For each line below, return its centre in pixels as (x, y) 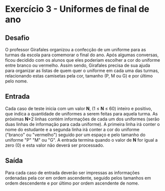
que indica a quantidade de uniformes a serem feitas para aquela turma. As (82, 114)
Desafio (17, 38)
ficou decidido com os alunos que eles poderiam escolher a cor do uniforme (82, 60)
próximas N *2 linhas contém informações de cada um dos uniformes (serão (82, 119)
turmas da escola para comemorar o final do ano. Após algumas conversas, (82, 55)
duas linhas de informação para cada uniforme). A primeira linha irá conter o (82, 124)
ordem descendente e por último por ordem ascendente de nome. (72, 183)
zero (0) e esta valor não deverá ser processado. (55, 145)
